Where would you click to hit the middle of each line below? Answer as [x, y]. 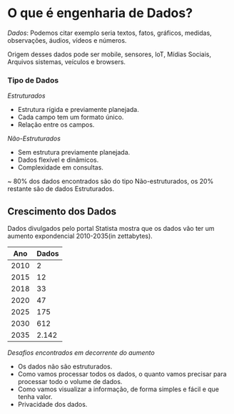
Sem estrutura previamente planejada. [74, 152]
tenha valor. [35, 397]
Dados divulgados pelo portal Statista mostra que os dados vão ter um [111, 229]
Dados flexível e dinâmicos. [58, 160]
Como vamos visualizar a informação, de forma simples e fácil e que [118, 389]
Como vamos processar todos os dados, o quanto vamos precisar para [122, 374]
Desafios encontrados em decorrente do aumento [81, 353]
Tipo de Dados [33, 80]
